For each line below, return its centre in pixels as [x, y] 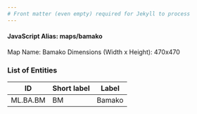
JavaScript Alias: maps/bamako [55, 37]
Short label [71, 89]
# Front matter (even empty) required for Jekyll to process [99, 14]
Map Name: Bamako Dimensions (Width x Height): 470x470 [94, 52]
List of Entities [32, 70]
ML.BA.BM [28, 101]
